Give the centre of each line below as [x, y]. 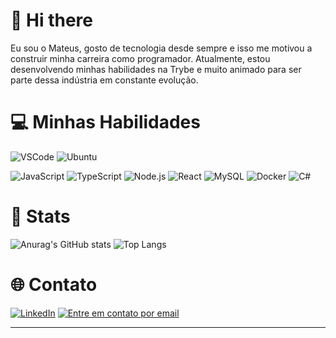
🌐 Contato [54, 285]
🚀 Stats [40, 216]
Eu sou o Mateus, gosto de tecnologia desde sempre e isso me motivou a [161, 48]
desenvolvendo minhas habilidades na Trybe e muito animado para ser [156, 69]
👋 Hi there [51, 20]
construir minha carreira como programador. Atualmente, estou [140, 58]
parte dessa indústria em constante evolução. [104, 80]
